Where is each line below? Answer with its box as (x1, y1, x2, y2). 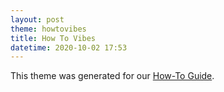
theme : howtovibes (10, 24, 87, 34)
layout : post (10, 14, 65, 25)
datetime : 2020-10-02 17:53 (10, 42, 128, 53)
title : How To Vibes (10, 33, 97, 43)
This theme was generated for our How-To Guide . (10, 70, 215, 82)
